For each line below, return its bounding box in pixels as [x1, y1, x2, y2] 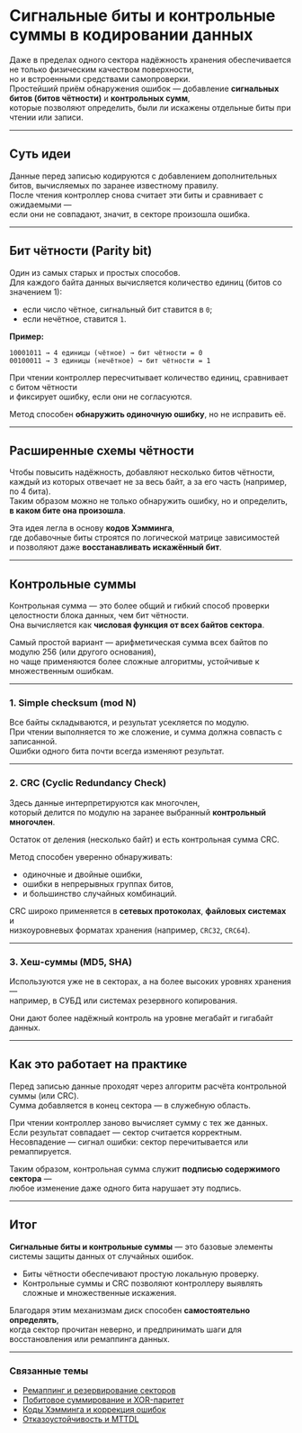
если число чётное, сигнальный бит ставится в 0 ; [22, 304, 213, 315]
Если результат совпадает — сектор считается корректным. [9, 1127, 243, 1137]
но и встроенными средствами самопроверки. [9, 73, 191, 84]
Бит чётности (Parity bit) [9, 243, 153, 259]
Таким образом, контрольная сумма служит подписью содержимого [9, 1164, 280, 1174]
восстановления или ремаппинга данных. [9, 1333, 171, 1344]
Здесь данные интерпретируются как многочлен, [9, 797, 200, 808]
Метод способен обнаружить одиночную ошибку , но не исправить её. [9, 408, 287, 419]
